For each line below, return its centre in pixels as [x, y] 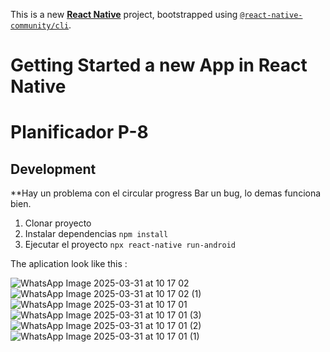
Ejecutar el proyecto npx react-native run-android [130, 245]
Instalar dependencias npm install [96, 234]
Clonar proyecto [58, 223]
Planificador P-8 [79, 132]
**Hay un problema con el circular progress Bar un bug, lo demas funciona [166, 193]
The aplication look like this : [69, 264]
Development [53, 169]
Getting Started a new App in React [159, 65]
